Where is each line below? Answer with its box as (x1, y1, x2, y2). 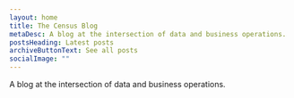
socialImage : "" (9, 54, 70, 63)
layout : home (9, 12, 58, 22)
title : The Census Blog (9, 21, 99, 30)
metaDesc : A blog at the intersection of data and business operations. (9, 29, 287, 38)
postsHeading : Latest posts (9, 37, 115, 47)
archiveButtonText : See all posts (9, 46, 139, 55)
